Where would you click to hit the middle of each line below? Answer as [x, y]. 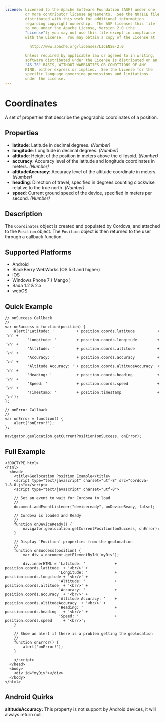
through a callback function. [34, 237]
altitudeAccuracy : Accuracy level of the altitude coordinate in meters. [84, 172]
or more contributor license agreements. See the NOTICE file [92, 14]
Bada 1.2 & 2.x [27, 286]
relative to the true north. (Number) [48, 187]
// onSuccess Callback [29, 318]
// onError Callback [27, 410]
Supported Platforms [38, 252]
